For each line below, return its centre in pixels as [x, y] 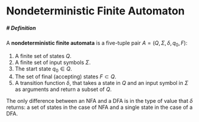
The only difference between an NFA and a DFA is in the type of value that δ [99, 100]
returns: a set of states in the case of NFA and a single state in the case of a [99, 107]
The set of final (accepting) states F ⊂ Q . [65, 77]
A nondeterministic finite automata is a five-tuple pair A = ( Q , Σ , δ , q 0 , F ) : [97, 44]
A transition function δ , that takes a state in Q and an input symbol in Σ [102, 83]
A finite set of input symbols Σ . [53, 62]
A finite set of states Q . [43, 56]
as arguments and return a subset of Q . [63, 89]
